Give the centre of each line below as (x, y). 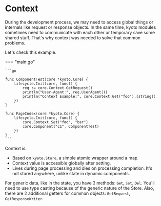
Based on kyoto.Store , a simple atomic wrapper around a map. (75, 158)
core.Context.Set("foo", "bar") (56, 122)
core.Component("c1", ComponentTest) (61, 126)
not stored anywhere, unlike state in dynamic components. (71, 173)
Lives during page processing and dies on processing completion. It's (82, 168)
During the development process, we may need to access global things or (79, 22)
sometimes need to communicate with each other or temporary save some (80, 32)
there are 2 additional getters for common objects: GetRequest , (68, 193)
